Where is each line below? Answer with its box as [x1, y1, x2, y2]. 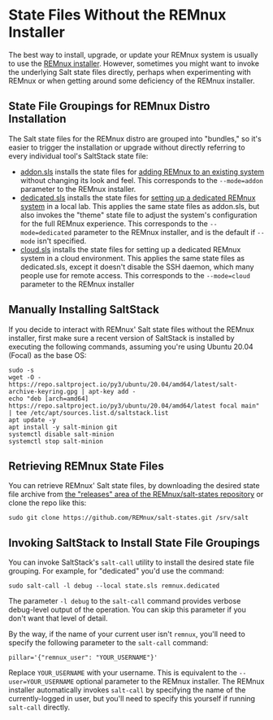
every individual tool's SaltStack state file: [8, 151, 149, 160]
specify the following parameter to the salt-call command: [8, 638, 209, 648]
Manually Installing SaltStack [8, 303, 160, 316]
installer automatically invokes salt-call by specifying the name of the [8, 685, 246, 695]
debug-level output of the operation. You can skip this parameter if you [8, 604, 246, 615]
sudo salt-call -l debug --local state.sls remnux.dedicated [8, 582, 220, 591]
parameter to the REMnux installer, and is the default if [72, 227, 256, 237]
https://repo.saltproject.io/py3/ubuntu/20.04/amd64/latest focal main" [8, 401, 260, 410]
